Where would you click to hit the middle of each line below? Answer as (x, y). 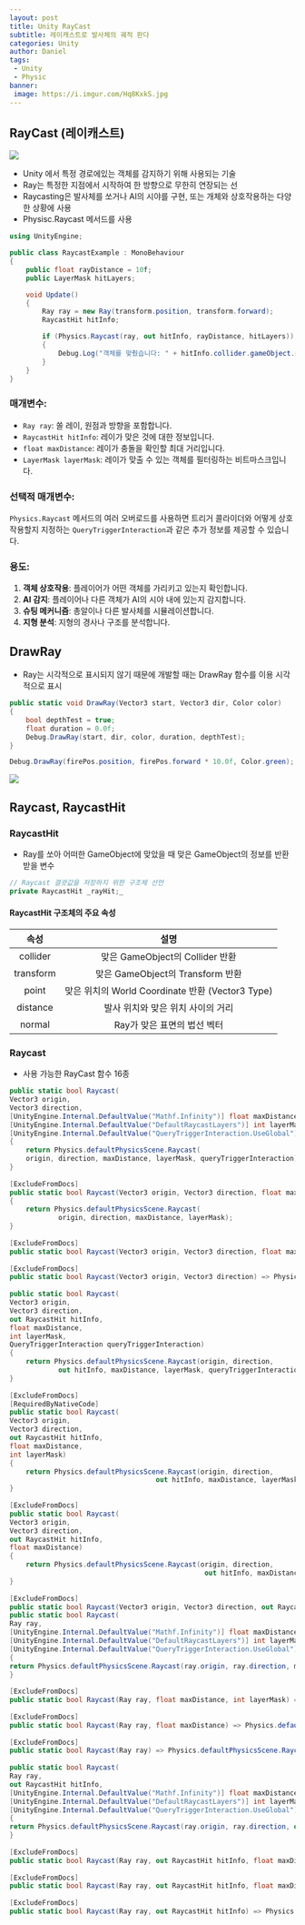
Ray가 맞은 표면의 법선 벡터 (169, 1024)
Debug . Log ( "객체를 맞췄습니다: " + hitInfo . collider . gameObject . (176, 353)
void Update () (52, 295)
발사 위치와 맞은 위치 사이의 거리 (169, 1008)
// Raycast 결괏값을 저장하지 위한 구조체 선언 (87, 882)
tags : (20, 60)
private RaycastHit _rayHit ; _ (67, 891)
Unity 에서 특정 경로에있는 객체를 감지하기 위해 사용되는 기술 (129, 174)
